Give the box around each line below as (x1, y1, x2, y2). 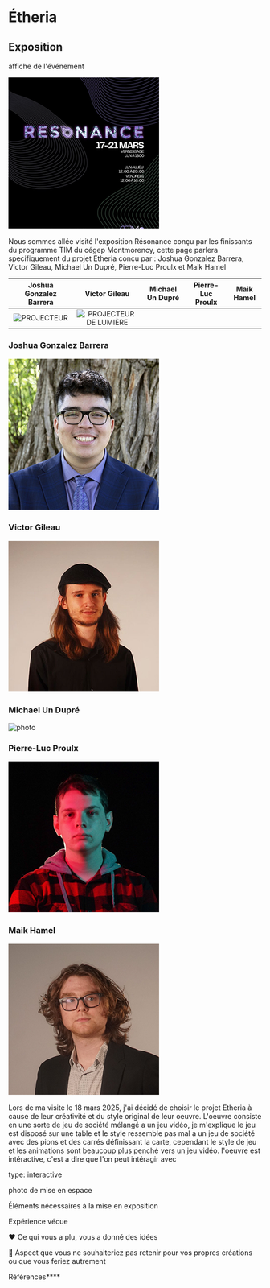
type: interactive (8, 1170, 63, 1179)
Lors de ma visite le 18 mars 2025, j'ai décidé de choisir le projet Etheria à (8, 1103, 252, 1113)
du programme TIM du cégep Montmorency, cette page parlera (8, 246, 219, 254)
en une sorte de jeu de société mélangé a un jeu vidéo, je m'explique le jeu (8, 1120, 256, 1129)
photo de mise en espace (8, 1185, 92, 1195)
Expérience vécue (8, 1216, 68, 1226)
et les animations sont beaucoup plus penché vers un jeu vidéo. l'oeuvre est (8, 1146, 261, 1155)
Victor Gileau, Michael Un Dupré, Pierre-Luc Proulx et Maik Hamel (8, 262, 227, 271)
